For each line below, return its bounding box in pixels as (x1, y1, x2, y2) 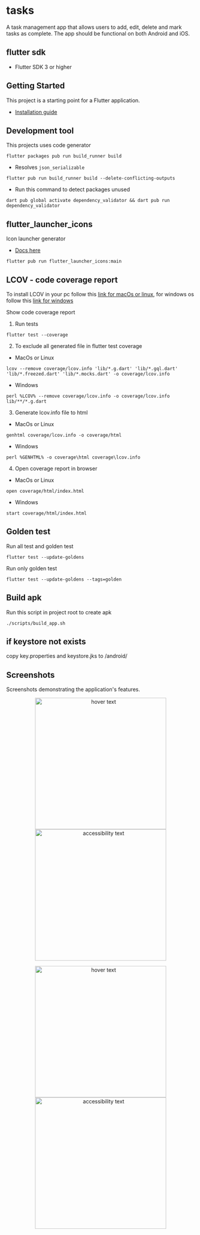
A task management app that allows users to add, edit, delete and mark (6, 23, 182, 31)
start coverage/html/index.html (6, 510, 87, 516)
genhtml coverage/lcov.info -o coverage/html (6, 432, 122, 438)
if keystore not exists (6, 636, 86, 647)
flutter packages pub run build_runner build (6, 153, 122, 159)
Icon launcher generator (6, 235, 66, 242)
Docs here (14, 247, 41, 254)
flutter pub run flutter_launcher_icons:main (6, 258, 122, 264)
